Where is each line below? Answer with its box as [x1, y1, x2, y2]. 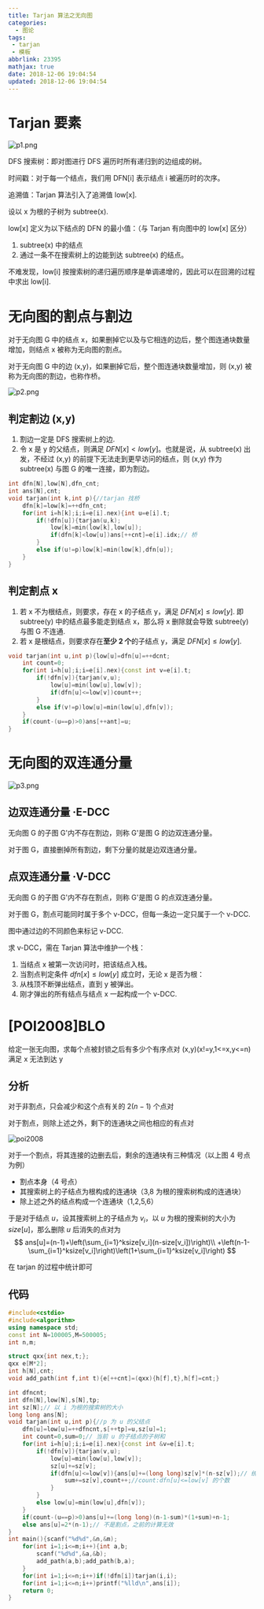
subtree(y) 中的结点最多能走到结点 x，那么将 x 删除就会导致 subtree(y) [19, 616, 249, 626]
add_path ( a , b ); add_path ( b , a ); [36, 1558, 135, 1566]
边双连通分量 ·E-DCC [8, 806, 110, 819]
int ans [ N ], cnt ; [8, 487, 61, 495]
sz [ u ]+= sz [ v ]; [49, 1462, 97, 1470]
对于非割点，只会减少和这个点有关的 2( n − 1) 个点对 [8, 1101, 174, 1112]
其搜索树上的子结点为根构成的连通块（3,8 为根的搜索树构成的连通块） [19, 1187, 246, 1197]
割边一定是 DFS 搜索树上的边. [19, 434, 115, 444]
